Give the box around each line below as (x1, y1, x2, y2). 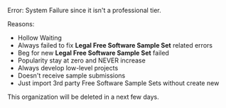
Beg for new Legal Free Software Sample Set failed (17, 49, 169, 57)
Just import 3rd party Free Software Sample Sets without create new (17, 79, 220, 87)
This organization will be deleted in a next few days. (7, 92, 159, 101)
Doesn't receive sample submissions (17, 71, 126, 80)
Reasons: (7, 20, 35, 28)
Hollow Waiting (17, 33, 63, 42)
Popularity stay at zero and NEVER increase (17, 56, 146, 65)
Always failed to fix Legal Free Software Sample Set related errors (17, 41, 213, 49)
